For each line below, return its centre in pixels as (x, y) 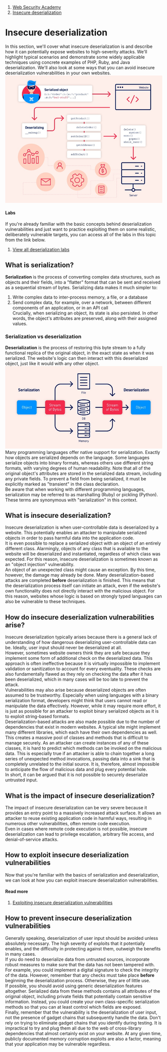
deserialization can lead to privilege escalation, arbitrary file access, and (80, 834)
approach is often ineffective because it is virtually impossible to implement (83, 664)
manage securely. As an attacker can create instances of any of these (77, 743)
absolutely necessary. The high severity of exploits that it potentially (75, 943)
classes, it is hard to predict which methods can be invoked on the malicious (83, 748)
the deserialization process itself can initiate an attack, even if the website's (83, 586)
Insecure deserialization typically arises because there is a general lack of (81, 637)
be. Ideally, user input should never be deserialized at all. (64, 648)
